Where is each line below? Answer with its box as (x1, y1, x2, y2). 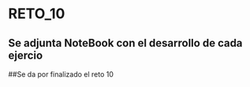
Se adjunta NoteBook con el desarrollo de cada (8, 36, 243, 50)
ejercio (8, 48, 43, 62)
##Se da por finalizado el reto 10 (8, 70, 114, 79)
